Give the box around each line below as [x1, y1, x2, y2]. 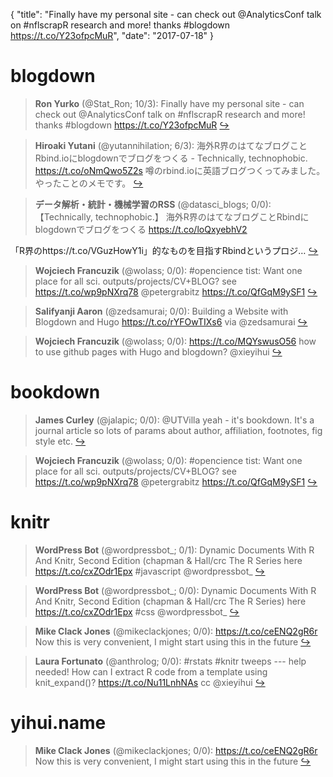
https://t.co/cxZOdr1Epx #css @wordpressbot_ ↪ [34, 605, 240, 618]
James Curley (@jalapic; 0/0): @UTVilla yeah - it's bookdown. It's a [34, 414, 315, 426]
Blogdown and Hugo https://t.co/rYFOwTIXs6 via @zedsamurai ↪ [34, 315, 308, 328]
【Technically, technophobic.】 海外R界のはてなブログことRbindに [34, 210, 310, 223]
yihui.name [10, 712, 107, 734]
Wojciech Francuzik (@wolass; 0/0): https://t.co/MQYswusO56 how [34, 335, 317, 347]
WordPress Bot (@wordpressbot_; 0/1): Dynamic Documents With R [34, 544, 315, 556]
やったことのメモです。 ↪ [34, 177, 144, 189]
